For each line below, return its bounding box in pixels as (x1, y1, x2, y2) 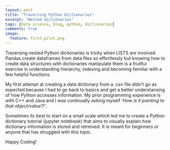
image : (5, 31, 19, 36)
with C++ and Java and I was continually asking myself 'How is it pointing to (5, 97, 165, 103)
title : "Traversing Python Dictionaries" (5, 12, 94, 17)
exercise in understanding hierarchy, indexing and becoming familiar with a (5, 66, 162, 72)
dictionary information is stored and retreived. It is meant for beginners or (5, 123, 159, 130)
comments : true (5, 26, 38, 32)
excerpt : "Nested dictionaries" (5, 17, 74, 22)
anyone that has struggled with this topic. (5, 129, 92, 135)
